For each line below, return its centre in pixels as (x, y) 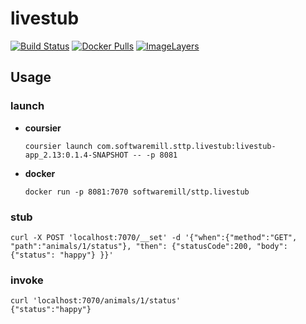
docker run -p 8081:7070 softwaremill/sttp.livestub (137, 192)
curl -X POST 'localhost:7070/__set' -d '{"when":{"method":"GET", (154, 237)
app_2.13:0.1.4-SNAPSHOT (76, 155)
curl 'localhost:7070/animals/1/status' (96, 301)
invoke (27, 280)
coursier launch (58, 146)
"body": (272, 246)
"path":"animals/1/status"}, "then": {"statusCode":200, (131, 246)
